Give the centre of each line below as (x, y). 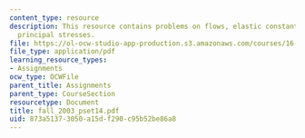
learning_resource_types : (58, 60)
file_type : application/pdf (63, 52)
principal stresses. (56, 34)
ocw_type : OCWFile (44, 77)
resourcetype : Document (54, 102)
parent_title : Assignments (60, 85)
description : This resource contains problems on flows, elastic (135, 26)
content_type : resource (54, 18)
